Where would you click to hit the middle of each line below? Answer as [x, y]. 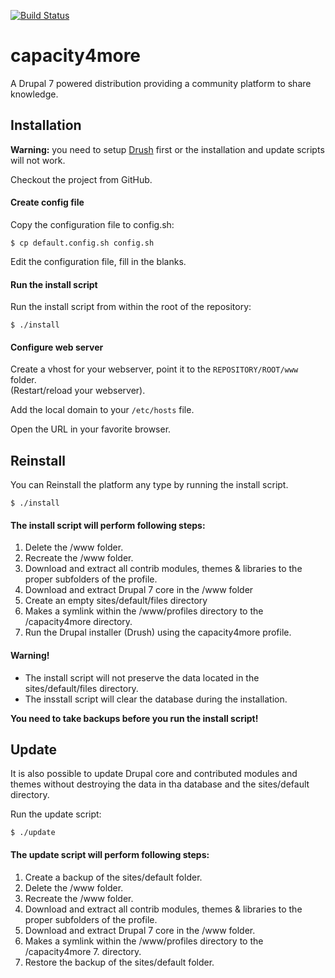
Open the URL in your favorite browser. [91, 429]
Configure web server [57, 347]
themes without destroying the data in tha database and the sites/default [160, 784]
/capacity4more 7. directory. [83, 951]
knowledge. [34, 94]
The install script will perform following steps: [108, 525]
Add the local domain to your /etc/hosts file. [102, 410]
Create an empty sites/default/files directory [116, 601]
